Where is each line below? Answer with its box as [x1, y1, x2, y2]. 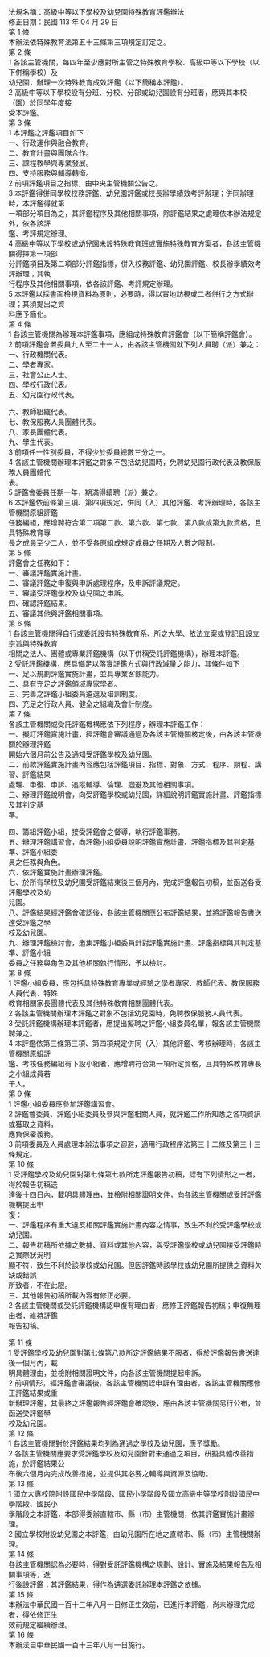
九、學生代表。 [8, 438, 58, 446]
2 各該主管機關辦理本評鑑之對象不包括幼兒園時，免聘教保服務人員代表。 [8, 1008, 247, 1018]
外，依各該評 [8, 218, 51, 228]
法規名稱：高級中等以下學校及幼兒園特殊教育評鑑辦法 [8, 7, 185, 16]
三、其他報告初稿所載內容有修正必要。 [8, 1290, 135, 1300]
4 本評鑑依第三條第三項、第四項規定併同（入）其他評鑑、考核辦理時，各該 [8, 1039, 255, 1048]
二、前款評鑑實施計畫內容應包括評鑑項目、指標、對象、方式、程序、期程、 [8, 760, 255, 769]
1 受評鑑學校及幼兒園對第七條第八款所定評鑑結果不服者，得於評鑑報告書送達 [8, 1348, 260, 1357]
